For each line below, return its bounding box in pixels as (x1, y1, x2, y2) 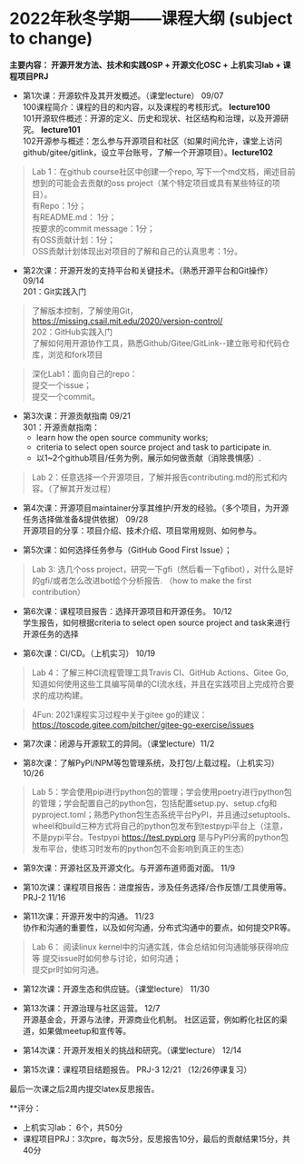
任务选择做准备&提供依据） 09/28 (22, 513, 149, 524)
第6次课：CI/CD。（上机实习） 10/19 (22, 647, 156, 659)
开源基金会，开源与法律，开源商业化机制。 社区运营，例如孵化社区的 (22, 1014, 279, 1025)
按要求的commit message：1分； (31, 223, 156, 234)
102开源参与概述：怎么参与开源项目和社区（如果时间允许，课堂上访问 (22, 135, 283, 146)
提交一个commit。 (31, 391, 100, 402)
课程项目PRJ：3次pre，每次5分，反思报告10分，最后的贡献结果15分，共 (22, 1133, 290, 1144)
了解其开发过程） (51, 483, 116, 493)
